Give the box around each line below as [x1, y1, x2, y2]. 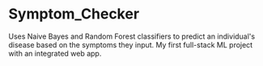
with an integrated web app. [8, 48, 102, 58]
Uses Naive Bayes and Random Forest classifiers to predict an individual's [8, 31, 256, 41]
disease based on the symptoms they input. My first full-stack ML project [8, 39, 253, 49]
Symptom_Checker [8, 5, 140, 23]
